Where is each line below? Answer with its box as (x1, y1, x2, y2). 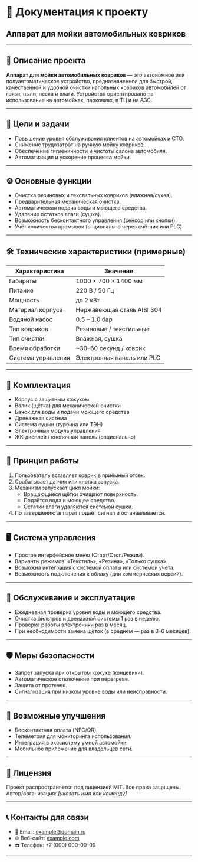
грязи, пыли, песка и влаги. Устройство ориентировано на (6, 90, 154, 97)
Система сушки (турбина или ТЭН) (14, 421, 103, 428)
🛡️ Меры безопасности (6, 651, 94, 661)
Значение (104, 267, 134, 275)
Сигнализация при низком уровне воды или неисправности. (14, 688, 167, 696)
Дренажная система (14, 414, 67, 422)
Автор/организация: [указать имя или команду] (6, 789, 127, 796)
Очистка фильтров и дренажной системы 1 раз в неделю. (14, 615, 160, 622)
